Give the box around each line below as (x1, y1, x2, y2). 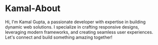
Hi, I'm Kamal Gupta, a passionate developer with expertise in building (5, 19, 146, 25)
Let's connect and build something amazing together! (5, 34, 113, 40)
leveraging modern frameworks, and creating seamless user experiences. (5, 29, 154, 35)
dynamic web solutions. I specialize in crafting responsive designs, (5, 24, 139, 30)
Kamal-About (5, 3, 61, 14)
